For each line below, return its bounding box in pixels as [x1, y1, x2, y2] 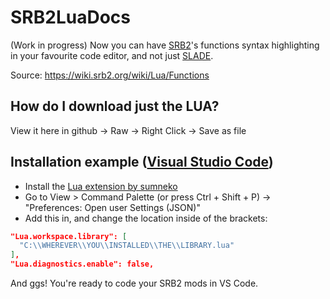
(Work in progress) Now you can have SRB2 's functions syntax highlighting [10, 39, 320, 51]
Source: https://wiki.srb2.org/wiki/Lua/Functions [10, 69, 210, 81]
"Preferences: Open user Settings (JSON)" [24, 201, 201, 213]
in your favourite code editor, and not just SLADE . [10, 49, 214, 61]
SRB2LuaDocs [10, 6, 131, 29]
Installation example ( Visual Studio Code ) [10, 154, 274, 171]
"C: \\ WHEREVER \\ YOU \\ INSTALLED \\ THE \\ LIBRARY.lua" [19, 241, 235, 251]
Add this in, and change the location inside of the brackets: [24, 212, 268, 224]
